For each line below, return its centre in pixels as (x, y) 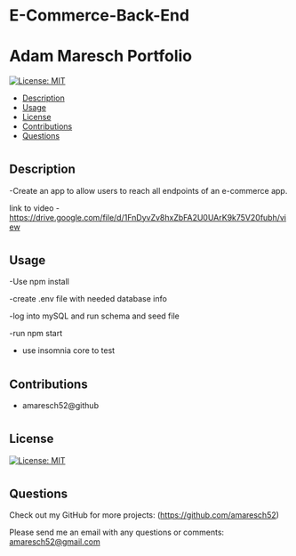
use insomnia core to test (68, 351)
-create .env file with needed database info (88, 299)
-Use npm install (39, 282)
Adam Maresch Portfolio (101, 56)
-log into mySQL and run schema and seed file (94, 316)
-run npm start (36, 334)
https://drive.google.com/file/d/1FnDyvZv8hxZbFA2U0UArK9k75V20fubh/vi (148, 217)
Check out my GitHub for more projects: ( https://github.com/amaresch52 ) (144, 515)
